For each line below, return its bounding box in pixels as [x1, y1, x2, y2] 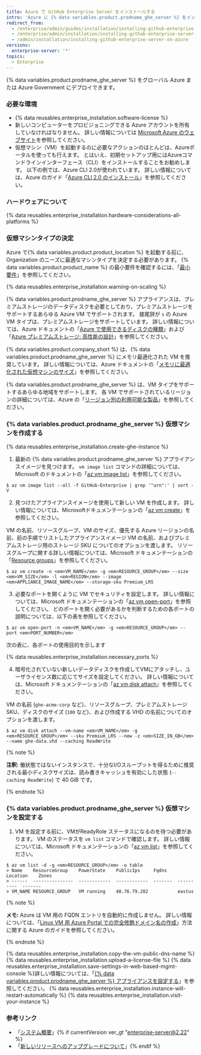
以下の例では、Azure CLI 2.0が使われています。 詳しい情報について [26, 166, 192, 173]
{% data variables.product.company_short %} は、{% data [6, 346, 151, 353]
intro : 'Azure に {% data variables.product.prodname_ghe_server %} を [6, 14, 187, 20]
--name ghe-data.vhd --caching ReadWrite [6, 738, 111, 744]
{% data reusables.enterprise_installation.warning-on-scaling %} [6, 283, 166, 291]
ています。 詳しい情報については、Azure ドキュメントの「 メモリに [16, 361, 181, 368]
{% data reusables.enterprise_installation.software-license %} [14, 114, 169, 121]
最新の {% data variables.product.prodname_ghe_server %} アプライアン [14, 455, 195, 462]
